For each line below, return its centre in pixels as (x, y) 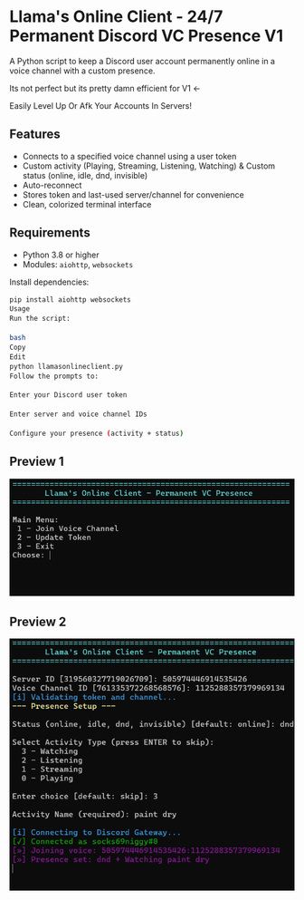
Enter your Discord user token (68, 395)
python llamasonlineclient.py (66, 366)
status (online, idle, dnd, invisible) (85, 175)
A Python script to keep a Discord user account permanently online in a (142, 61)
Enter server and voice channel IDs (78, 414)
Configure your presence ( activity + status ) (96, 433)
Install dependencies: (49, 282)
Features (35, 135)
